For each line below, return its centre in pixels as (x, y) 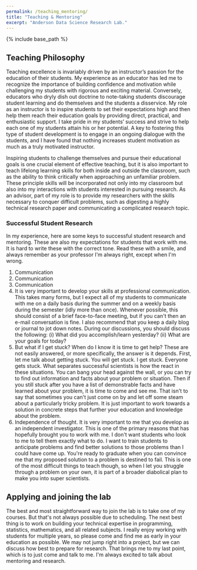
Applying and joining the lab (59, 497)
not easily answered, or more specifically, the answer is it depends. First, (103, 354)
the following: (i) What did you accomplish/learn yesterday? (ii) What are (102, 335)
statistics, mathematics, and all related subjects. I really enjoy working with (96, 530)
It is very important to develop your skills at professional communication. (103, 291)
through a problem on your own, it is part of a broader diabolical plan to (101, 472)
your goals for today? (40, 341)
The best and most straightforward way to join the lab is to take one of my (96, 511)
